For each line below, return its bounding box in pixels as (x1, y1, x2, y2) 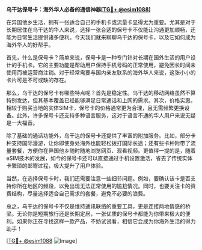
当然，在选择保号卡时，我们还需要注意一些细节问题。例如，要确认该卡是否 (6, 175, 191, 182)
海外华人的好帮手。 (6, 41, 54, 48)
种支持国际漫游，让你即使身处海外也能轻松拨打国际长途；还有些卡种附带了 (6, 139, 191, 147)
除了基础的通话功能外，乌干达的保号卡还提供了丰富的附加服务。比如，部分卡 (6, 132, 196, 139)
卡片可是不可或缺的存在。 (6, 76, 70, 84)
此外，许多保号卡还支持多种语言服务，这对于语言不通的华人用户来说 (16, 112, 185, 119)
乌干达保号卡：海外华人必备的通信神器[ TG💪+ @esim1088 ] (6, 6, 151, 13)
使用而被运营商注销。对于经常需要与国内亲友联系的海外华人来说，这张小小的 (6, 69, 196, 76)
